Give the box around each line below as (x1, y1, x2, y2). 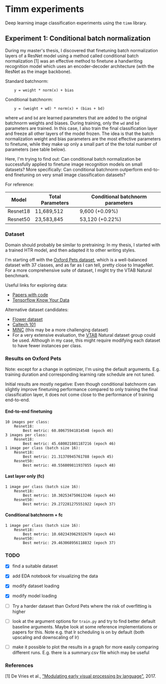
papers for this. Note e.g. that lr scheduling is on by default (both (12, 629, 145, 635)
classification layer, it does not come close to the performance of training (5, 392, 154, 398)
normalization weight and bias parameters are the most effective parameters (5, 135, 161, 142)
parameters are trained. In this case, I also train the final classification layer (5, 125, 158, 131)
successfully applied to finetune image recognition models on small (5, 161, 142, 167)
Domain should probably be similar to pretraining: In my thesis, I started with (5, 242, 161, 248)
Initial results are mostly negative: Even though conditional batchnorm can (5, 381, 156, 387)
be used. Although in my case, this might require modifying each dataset (12, 337, 161, 343)
